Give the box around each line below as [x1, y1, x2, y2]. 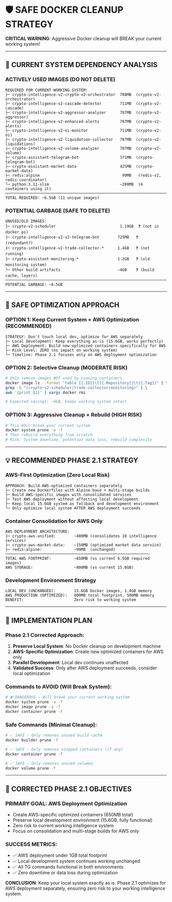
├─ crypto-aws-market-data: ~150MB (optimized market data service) [5, 543, 161, 548]
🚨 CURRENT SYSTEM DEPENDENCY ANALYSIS [5, 60, 158, 69]
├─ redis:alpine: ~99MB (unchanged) [5, 547, 116, 552]
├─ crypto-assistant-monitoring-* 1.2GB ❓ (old [5, 256, 150, 261]
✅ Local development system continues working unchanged [12, 858, 140, 864]
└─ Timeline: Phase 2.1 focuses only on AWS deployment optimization [5, 352, 157, 357]
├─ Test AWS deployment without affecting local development [5, 497, 139, 502]
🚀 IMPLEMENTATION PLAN [5, 616, 92, 625]
